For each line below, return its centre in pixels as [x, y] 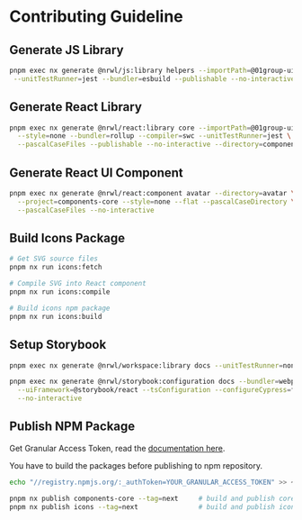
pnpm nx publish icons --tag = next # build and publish [142, 506]
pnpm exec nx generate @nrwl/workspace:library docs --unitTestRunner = [146, 365]
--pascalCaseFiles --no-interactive [86, 210]
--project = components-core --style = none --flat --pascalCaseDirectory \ [156, 201]
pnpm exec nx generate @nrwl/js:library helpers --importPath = [130, 70]
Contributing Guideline [97, 17]
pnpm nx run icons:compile [60, 292]
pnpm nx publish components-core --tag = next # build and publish [142, 498]
